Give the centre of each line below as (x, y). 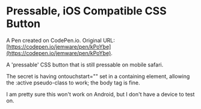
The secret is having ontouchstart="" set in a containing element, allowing (98, 76)
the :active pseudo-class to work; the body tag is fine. (73, 83)
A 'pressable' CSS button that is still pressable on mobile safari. (85, 65)
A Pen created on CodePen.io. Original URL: (61, 40)
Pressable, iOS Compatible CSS (86, 11)
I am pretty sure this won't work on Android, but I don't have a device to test (100, 94)
